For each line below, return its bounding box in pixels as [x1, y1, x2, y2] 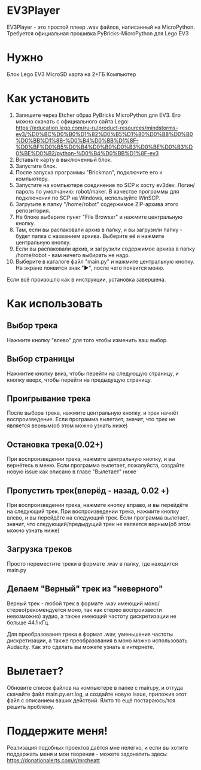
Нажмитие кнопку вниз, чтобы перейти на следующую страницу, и [7, 370, 179, 377]
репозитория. [15, 207, 50, 214]
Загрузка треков [7, 544, 72, 554]
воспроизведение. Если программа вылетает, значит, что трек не [7, 416, 175, 423]
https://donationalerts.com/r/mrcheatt [7, 756, 100, 764]
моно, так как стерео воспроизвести [67, 606, 162, 613]
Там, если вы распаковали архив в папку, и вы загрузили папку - [15, 226, 183, 233]
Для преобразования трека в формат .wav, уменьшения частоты [7, 630, 173, 638]
